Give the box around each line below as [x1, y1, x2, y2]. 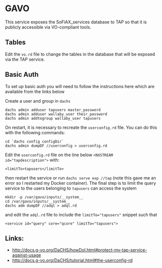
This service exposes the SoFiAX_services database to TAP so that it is [5, 19, 147, 25]
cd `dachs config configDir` [5, 139, 64, 144]
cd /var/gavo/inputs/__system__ [5, 199, 70, 204]
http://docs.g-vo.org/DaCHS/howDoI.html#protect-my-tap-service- [12, 247, 147, 253]
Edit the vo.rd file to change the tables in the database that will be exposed [5, 51, 155, 57]
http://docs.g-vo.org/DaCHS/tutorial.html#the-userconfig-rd [12, 257, 133, 263]
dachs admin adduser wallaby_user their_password [5, 111, 108, 117]
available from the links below [5, 89, 65, 94]
